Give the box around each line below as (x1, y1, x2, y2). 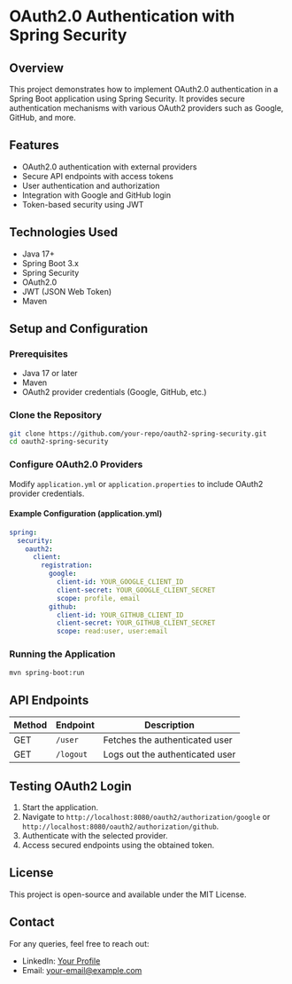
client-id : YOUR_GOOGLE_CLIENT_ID (56, 578, 184, 586)
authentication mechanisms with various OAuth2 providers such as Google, (9, 103, 284, 113)
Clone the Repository (9, 409, 103, 421)
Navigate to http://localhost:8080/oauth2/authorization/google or (21, 812, 271, 823)
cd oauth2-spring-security (9, 437, 109, 446)
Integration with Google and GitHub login (21, 189, 171, 201)
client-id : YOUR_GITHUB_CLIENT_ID (56, 610, 184, 619)
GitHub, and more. (9, 113, 77, 122)
